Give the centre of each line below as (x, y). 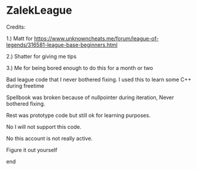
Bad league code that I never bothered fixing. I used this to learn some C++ (99, 79)
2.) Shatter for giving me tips (41, 56)
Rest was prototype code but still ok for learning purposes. (79, 115)
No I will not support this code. (44, 126)
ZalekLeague (39, 10)
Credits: (16, 27)
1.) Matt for (19, 38)
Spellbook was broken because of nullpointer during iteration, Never (90, 97)
